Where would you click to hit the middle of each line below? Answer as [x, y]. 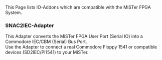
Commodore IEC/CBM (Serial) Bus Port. [46, 41]
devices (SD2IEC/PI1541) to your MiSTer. [47, 52]
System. [14, 12]
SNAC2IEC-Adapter [30, 25]
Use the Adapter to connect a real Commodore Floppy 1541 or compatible [81, 47]
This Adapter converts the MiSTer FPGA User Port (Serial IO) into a [74, 36]
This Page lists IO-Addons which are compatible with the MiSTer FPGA [78, 7]
